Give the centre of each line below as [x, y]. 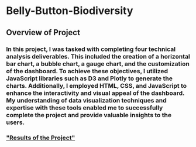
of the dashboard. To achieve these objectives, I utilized [87, 71]
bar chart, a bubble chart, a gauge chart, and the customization [98, 64]
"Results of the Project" [41, 138]
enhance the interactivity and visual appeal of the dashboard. [95, 93]
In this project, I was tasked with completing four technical [91, 49]
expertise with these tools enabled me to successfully [85, 108]
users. [16, 122]
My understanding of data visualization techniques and [86, 100]
